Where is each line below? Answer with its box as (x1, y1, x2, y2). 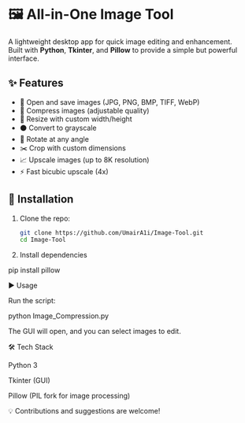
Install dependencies (19, 250, 88, 260)
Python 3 (8, 361, 38, 370)
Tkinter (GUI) (8, 376, 51, 385)
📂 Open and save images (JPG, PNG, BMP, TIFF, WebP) (19, 97, 200, 106)
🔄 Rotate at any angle (19, 134, 89, 143)
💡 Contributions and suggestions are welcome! (8, 406, 161, 416)
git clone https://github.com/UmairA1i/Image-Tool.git (19, 228, 204, 236)
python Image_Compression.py (8, 311, 109, 321)
